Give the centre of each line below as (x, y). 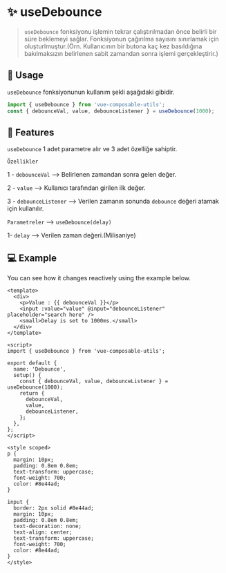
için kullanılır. (26, 208)
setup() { (27, 376)
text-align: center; (43, 532)
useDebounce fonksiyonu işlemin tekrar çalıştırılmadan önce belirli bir (120, 31)
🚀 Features (31, 132)
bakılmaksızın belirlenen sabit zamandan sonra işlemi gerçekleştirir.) (121, 53)
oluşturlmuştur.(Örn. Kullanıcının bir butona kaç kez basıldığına (113, 46)
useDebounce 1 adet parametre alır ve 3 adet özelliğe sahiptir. (92, 149)
